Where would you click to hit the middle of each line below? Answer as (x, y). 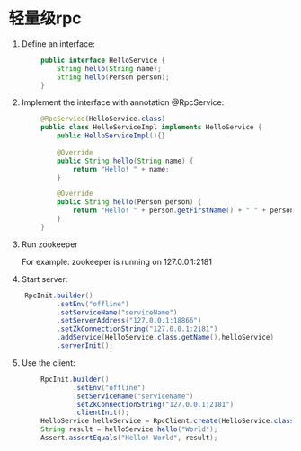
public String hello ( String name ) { (125, 161)
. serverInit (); (85, 346)
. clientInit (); (101, 413)
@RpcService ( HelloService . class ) (103, 119)
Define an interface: (58, 44)
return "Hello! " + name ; (121, 169)
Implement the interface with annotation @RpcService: (123, 102)
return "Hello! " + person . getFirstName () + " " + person (183, 211)
